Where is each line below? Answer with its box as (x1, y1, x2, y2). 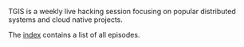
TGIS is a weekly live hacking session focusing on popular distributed (8, 7, 237, 16)
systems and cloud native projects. (8, 15, 124, 24)
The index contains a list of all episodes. (8, 31, 140, 39)
